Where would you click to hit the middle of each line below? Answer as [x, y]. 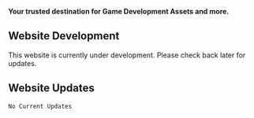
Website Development [64, 36]
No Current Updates [40, 106]
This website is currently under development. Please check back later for [127, 55]
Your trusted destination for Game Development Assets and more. [119, 11]
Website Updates [51, 88]
